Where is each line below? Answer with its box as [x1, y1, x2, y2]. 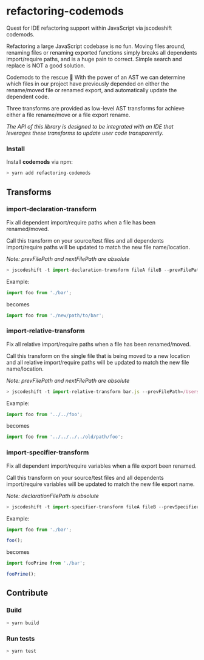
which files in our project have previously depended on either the [6, 80, 169, 87]
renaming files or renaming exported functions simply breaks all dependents [6, 49, 197, 56]
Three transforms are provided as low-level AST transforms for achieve [6, 104, 185, 112]
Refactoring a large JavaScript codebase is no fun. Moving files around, [6, 42, 186, 50]
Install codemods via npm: [6, 158, 73, 166]
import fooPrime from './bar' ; [6, 560, 86, 567]
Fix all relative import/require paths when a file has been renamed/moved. [6, 340, 191, 348]
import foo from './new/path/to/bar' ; [6, 312, 104, 318]
